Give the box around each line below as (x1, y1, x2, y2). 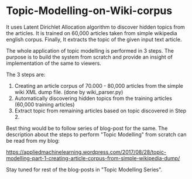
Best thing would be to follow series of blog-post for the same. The (6, 125, 168, 132)
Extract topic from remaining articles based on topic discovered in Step (14, 107, 186, 114)
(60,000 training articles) (14, 101, 75, 108)
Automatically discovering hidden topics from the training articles (14, 95, 173, 102)
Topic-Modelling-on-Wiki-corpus (6, 4, 173, 18)
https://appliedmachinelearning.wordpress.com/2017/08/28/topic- (6, 148, 167, 156)
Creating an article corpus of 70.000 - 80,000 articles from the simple (14, 82, 183, 89)
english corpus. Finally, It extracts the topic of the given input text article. (6, 36, 182, 43)
